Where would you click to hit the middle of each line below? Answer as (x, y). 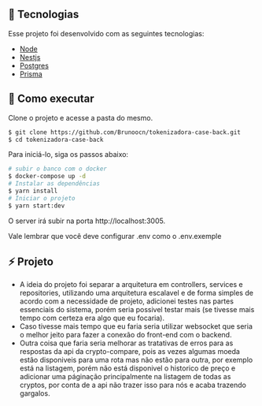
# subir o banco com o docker (58, 169)
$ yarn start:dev (37, 206)
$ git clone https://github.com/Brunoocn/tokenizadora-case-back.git (125, 132)
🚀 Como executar (51, 99)
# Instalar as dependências (54, 184)
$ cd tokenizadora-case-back (56, 140)
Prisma (31, 74)
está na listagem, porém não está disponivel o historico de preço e (127, 368)
